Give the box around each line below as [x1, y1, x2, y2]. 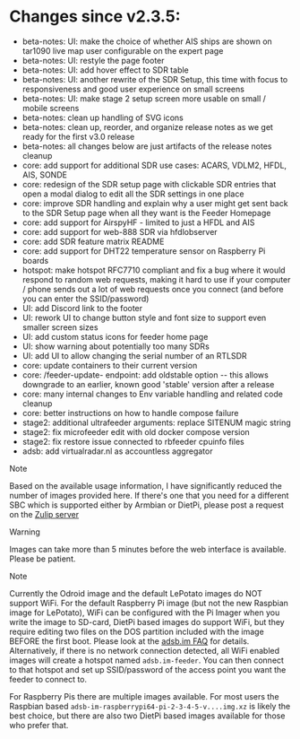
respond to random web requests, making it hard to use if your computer [21, 274, 291, 284]
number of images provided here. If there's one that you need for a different [9, 490, 289, 500]
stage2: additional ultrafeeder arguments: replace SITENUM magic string [21, 417, 291, 428]
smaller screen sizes [21, 321, 99, 333]
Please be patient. [9, 553, 76, 564]
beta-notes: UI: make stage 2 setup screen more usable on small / [21, 92, 267, 104]
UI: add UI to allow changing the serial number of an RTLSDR [21, 350, 248, 361]
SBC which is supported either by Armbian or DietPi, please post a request [9, 500, 285, 510]
